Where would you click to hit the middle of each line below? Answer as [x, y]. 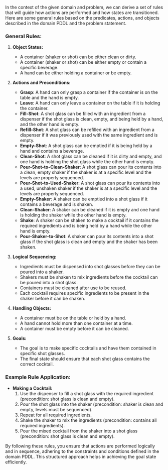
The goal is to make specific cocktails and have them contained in [88, 348]
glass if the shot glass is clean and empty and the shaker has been [89, 242]
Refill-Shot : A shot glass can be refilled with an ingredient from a [87, 130]
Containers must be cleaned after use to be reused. [73, 288]
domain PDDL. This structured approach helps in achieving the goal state [81, 456]
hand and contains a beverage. [52, 151]
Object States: [28, 47]
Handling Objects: [32, 308]
